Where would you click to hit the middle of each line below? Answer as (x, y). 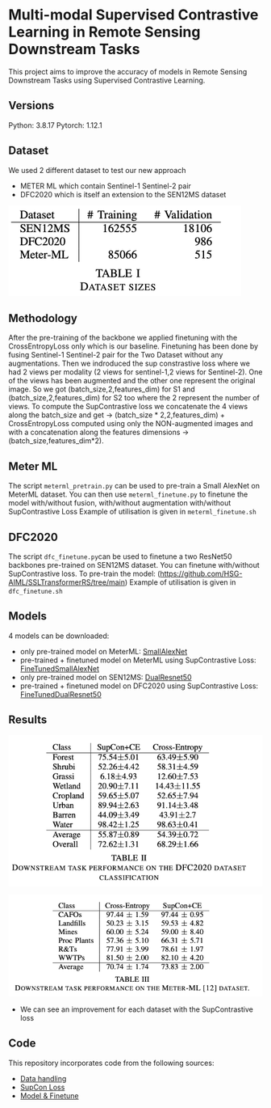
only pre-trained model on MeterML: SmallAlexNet (104, 651)
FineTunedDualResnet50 (61, 694)
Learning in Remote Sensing (104, 32)
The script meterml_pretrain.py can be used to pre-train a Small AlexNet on (134, 486)
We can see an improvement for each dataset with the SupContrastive (137, 1009)
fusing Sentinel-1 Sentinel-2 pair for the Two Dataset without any (116, 355)
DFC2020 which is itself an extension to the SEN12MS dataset (123, 194)
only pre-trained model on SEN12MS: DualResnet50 (106, 677)
